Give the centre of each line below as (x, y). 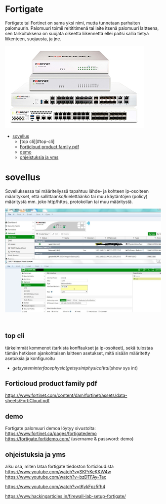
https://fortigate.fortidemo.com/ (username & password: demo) (69, 439)
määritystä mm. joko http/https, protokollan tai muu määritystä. (69, 202)
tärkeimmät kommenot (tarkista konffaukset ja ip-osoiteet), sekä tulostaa (79, 348)
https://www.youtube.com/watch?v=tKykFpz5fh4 (55, 486)
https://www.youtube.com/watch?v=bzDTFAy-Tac (56, 477)
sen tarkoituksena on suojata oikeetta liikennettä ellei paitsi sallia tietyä (77, 33)
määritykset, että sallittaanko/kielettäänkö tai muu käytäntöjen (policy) (76, 196)
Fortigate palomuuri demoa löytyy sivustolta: (51, 429)
